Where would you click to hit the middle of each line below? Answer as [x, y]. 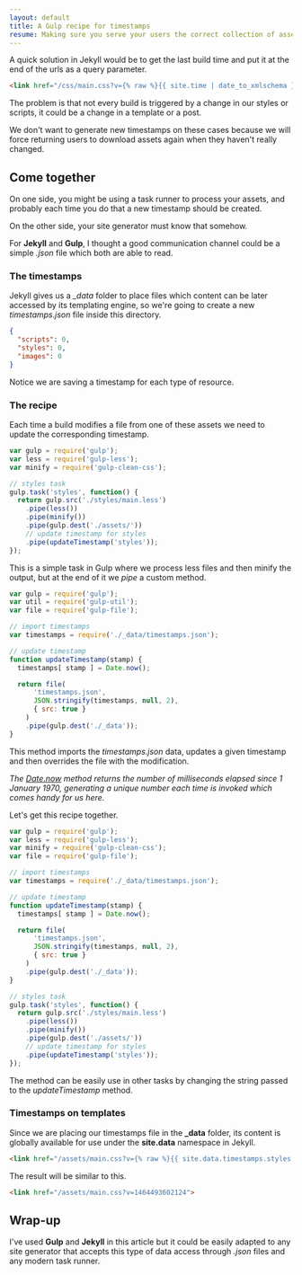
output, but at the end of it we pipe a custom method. [108, 577]
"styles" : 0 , [42, 348]
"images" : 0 [40, 356]
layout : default [40, 18]
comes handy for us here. [57, 797]
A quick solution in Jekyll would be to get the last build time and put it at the [149, 60]
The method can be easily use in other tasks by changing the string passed [149, 1080]
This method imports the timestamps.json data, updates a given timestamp [148, 751]
